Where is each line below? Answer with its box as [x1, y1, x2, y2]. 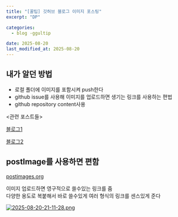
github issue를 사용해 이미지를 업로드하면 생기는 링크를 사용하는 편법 [14, 93, 173, 100]
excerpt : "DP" [6, 14, 41, 20]
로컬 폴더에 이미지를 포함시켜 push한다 [14, 86, 104, 93]
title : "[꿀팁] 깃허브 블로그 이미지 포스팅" [6, 8, 102, 15]
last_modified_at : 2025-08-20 [6, 46, 80, 52]
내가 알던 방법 [6, 69, 53, 79]
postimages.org [6, 172, 44, 179]
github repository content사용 [14, 100, 86, 107]
